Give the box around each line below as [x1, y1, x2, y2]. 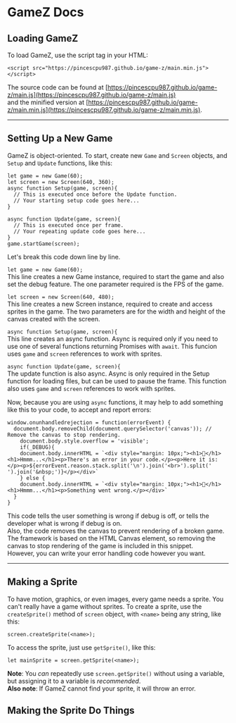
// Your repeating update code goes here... [13, 228, 146, 235]
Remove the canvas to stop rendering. [7, 431, 121, 438]
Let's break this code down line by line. [7, 252, 121, 261]
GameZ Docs [7, 4, 84, 20]
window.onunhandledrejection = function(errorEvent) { [7, 419, 171, 426]
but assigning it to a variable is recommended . [7, 676, 141, 685]
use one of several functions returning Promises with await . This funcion [7, 342, 218, 350]
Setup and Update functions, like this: [7, 159, 112, 167]
